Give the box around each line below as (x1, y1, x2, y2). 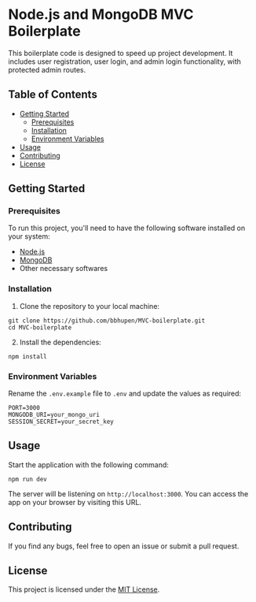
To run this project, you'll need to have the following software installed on (8, 223, 246, 233)
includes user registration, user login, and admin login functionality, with (8, 57, 242, 66)
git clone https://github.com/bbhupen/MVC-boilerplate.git (8, 317, 206, 325)
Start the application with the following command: (8, 459, 169, 470)
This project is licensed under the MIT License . (8, 585, 160, 594)
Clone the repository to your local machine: (19, 301, 159, 310)
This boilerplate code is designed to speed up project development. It (8, 48, 233, 58)
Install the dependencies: (19, 337, 102, 347)
